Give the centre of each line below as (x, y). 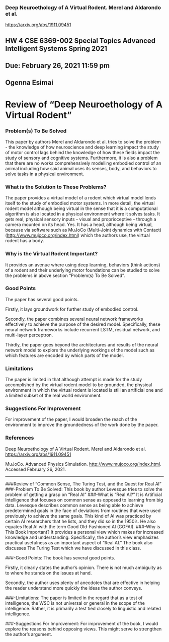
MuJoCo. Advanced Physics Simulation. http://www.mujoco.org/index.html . (83, 464)
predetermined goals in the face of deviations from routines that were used (83, 511)
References (20, 438)
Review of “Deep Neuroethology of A (84, 104)
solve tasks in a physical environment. (45, 174)
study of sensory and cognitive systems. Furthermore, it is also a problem (81, 158)
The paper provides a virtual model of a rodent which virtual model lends (81, 198)
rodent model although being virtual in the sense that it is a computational (81, 208)
